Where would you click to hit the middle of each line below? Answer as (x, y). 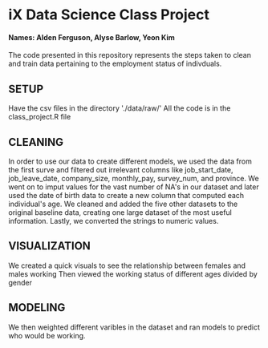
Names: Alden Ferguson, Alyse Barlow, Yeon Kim (91, 37)
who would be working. (47, 335)
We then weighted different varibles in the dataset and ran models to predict (134, 327)
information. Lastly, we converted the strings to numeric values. (114, 221)
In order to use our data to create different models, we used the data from (130, 161)
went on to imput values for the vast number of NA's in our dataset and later (134, 187)
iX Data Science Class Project (109, 15)
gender (20, 282)
